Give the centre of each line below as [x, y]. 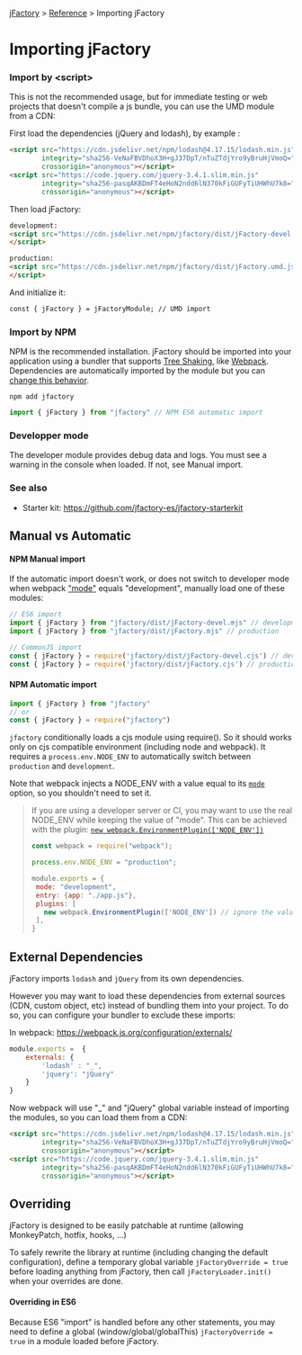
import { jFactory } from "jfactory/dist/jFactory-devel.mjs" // [134, 623]
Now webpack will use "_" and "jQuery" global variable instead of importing [149, 1108]
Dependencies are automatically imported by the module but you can [138, 371]
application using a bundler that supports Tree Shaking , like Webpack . [139, 361]
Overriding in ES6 [43, 1301]
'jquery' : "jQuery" [78, 1074]
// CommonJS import [46, 647]
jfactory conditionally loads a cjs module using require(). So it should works [151, 738]
